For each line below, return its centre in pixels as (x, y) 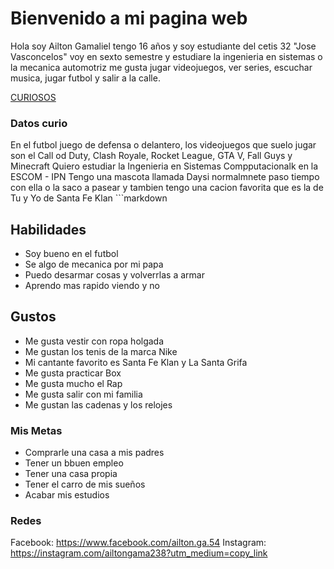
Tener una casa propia (71, 474)
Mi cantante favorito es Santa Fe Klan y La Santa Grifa (136, 362)
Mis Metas (36, 430)
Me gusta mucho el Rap (73, 383)
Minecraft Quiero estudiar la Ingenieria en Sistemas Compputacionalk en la (164, 166)
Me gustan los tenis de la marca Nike (101, 351)
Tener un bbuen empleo (74, 463)
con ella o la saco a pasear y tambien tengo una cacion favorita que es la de (167, 188)
